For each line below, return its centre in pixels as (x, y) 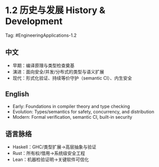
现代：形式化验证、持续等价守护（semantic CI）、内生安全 (72, 78)
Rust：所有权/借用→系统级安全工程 (49, 153)
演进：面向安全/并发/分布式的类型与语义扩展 (58, 71)
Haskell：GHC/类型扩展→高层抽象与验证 (54, 147)
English (17, 94)
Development (34, 21)
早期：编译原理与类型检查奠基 (43, 65)
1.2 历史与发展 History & (55, 10)
